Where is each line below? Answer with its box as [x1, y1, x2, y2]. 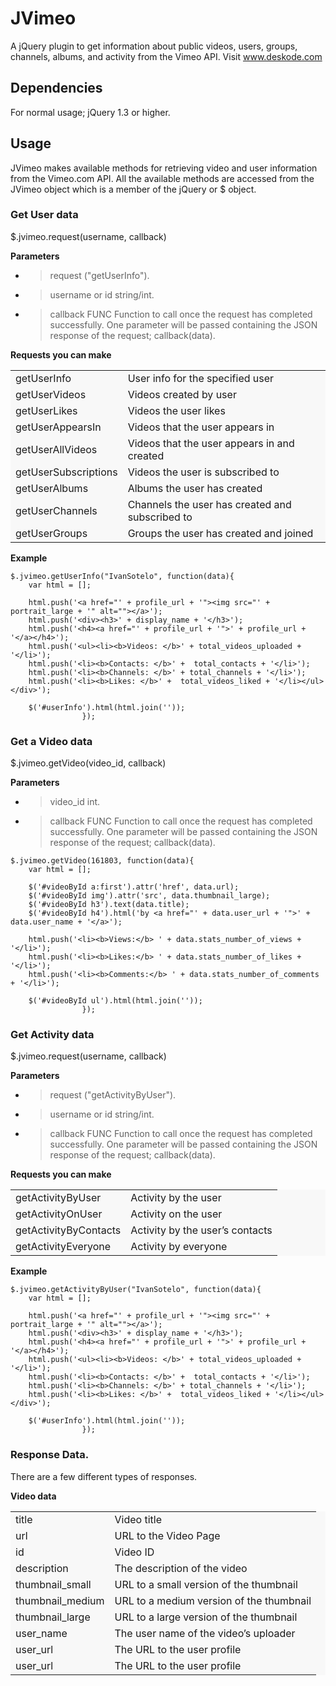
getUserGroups [15, 526, 88, 540]
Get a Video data [10, 734, 93, 748]
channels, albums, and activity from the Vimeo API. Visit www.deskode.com [10, 50, 323, 62]
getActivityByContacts [15, 1223, 122, 1237]
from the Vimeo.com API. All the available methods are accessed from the [10, 172, 315, 184]
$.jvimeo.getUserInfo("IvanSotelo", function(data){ [10, 571, 235, 581]
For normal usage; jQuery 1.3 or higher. [10, 106, 171, 118]
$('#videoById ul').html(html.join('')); [28, 996, 203, 1006]
